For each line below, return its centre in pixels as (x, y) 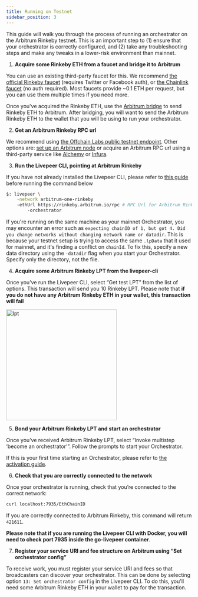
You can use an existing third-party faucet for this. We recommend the (92, 76)
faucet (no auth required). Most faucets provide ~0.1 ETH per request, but (95, 88)
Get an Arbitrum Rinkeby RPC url (55, 130)
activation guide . (27, 464)
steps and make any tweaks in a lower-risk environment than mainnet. (91, 53)
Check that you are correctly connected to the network (83, 476)
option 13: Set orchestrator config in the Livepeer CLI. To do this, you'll (95, 581)
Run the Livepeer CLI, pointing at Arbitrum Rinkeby (78, 166)
